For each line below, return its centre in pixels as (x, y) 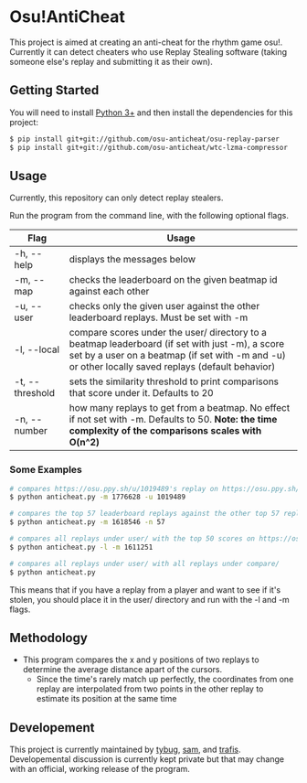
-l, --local (37, 349)
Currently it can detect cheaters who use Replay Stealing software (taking (148, 51)
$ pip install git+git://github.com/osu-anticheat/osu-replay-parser (145, 139)
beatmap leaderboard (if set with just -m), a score (177, 344)
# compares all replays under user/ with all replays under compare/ (145, 563)
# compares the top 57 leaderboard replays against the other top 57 (145, 514)
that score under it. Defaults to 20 (141, 393)
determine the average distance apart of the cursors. (122, 670)
